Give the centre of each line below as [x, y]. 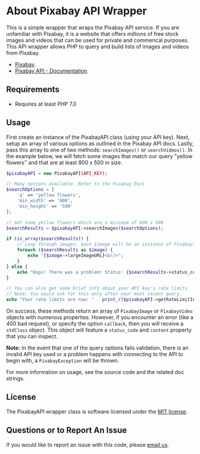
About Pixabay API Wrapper [76, 11]
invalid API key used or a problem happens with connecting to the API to [95, 354]
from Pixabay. [23, 52]
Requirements [33, 90]
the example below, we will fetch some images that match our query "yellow [99, 156]
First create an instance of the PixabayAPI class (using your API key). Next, [98, 137]
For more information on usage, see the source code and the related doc [95, 372]
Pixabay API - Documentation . [52, 70]
